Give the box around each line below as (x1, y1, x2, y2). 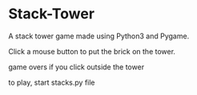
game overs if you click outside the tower (8, 61, 145, 72)
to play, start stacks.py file (8, 77, 95, 87)
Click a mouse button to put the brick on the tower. (8, 46, 176, 56)
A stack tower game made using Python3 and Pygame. (8, 31, 190, 41)
